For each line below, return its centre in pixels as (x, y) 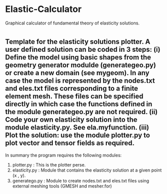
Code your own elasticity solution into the (71, 120)
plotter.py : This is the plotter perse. (49, 165)
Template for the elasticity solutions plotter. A (78, 42)
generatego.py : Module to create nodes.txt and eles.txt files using (81, 181)
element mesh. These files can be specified (74, 97)
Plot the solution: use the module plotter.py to (78, 135)
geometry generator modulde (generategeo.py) (81, 65)
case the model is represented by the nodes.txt (80, 81)
